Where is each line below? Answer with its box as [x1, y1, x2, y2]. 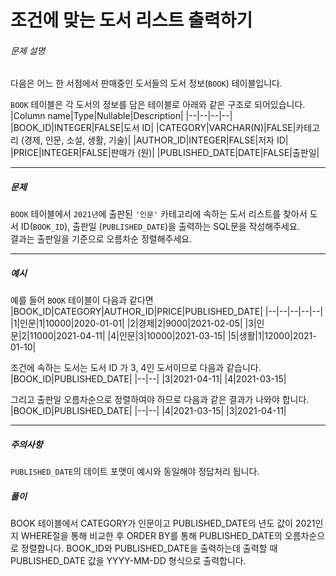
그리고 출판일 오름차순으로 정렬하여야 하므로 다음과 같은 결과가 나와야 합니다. [10, 394, 310, 406]
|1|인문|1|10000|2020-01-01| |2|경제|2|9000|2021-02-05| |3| [10, 317, 257, 330]
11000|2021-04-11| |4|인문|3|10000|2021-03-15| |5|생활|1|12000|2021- [29, 330, 317, 342]
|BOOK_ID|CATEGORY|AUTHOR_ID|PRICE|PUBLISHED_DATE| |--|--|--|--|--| [10, 306, 324, 318]
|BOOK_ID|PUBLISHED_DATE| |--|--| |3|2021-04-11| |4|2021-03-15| [10, 373, 287, 385]
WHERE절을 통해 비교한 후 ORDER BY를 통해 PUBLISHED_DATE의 [20, 530, 283, 542]
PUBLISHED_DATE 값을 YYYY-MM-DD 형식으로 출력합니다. [10, 555, 247, 567]
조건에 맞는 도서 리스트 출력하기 [10, 9, 253, 32]
